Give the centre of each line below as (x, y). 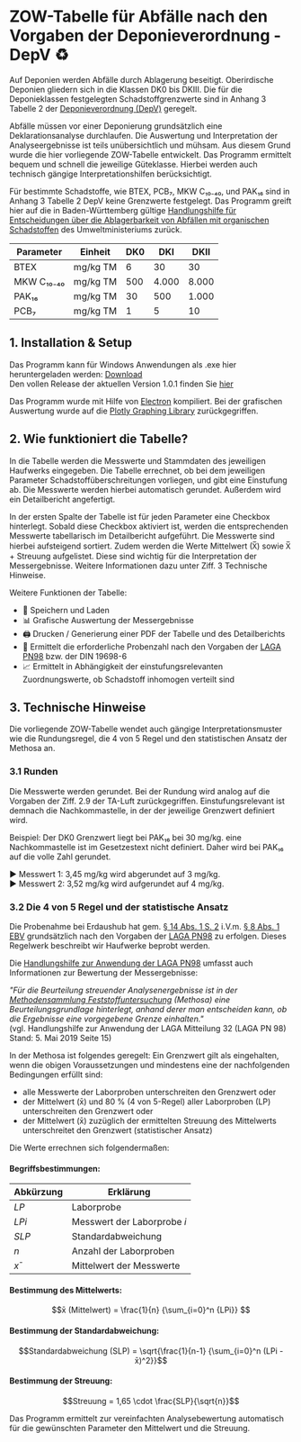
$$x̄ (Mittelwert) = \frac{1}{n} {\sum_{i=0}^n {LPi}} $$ (151, 1310)
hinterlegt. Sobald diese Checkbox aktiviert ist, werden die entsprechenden (149, 526)
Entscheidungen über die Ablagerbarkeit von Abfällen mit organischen (139, 220)
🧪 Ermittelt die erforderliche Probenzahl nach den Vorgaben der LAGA (151, 647)
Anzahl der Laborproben (123, 1251)
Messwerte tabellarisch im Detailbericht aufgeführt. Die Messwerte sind (142, 535)
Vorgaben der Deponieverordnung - (145, 36)
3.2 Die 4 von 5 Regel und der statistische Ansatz (119, 907)
